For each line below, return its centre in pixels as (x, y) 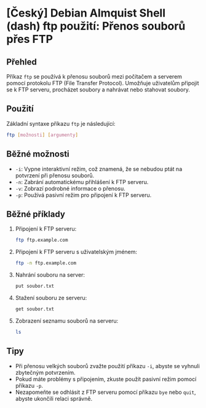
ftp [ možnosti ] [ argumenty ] (42, 135)
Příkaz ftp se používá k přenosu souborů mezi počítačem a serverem (94, 76)
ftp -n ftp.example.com (46, 263)
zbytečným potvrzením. (45, 372)
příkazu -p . (29, 385)
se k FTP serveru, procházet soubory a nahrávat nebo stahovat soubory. (98, 90)
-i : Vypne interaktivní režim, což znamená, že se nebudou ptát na (99, 169)
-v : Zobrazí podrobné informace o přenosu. (70, 188)
